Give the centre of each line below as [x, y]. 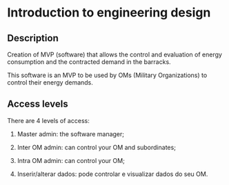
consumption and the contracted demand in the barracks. [89, 62]
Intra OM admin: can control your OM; [71, 160]
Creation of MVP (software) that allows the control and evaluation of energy [115, 54]
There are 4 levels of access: [48, 120]
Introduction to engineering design [109, 13]
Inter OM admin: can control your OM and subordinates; [96, 147]
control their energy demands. [50, 83]
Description [33, 38]
